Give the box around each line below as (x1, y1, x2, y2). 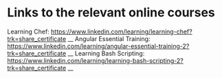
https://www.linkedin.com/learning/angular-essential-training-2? (7, 42, 190, 50)
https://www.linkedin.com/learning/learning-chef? (50, 27, 192, 36)
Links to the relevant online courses (7, 5, 215, 21)
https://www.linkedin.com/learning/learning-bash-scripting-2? (7, 56, 184, 64)
